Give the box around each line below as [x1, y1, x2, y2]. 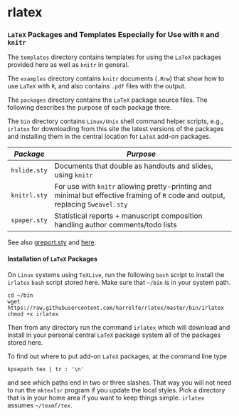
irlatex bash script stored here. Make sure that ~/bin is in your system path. [7, 278, 231, 286]
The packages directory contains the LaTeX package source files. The [7, 95, 208, 104]
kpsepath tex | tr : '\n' [7, 365, 84, 373]
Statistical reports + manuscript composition [54, 211, 203, 221]
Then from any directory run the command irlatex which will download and [7, 323, 230, 331]
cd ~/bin [7, 291, 33, 299]
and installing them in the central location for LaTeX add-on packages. [7, 132, 211, 141]
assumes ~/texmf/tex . [7, 400, 73, 410]
